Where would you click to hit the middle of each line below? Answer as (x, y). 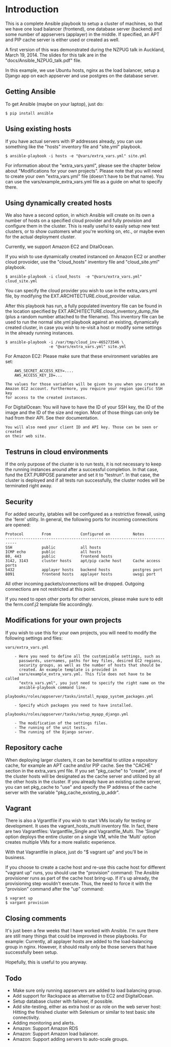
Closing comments (36, 918)
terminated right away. (29, 486)
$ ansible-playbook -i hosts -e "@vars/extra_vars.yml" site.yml (76, 156)
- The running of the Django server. (54, 732)
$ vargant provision (27, 903)
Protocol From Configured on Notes (75, 534)
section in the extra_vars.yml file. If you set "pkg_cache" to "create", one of (84, 770)
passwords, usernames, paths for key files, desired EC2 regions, (91, 660)
